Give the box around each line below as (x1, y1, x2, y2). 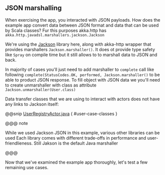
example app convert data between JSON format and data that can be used (5, 22, 159, 28)
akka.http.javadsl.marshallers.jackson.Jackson (5, 32, 105, 37)
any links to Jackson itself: (5, 101, 59, 107)
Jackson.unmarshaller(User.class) (5, 87, 76, 92)
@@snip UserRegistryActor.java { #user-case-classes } (5, 111, 118, 117)
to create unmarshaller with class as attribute (5, 82, 97, 88)
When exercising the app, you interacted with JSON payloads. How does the (5, 17, 161, 23)
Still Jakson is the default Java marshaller (33, 140, 118, 146)
